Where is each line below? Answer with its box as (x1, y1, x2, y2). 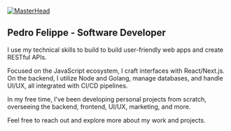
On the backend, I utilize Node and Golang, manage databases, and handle (7, 74, 223, 82)
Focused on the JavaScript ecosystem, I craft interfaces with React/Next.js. (7, 67, 225, 75)
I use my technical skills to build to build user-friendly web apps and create (7, 46, 224, 54)
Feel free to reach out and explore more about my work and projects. (7, 116, 206, 124)
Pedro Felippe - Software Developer (7, 27, 167, 39)
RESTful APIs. (7, 53, 47, 61)
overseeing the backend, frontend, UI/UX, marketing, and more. (7, 102, 191, 111)
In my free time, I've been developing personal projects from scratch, (7, 95, 206, 103)
